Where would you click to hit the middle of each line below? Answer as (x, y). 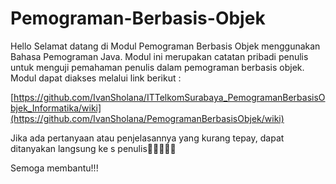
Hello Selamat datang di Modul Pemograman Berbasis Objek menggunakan (165, 46)
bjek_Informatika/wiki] (56, 108)
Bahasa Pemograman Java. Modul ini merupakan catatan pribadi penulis (159, 56)
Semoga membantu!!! (54, 168)
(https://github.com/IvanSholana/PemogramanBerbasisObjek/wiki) (147, 118)
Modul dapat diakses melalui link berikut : (96, 78)
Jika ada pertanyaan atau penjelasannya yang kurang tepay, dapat (147, 138)
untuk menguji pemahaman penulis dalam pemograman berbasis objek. (157, 67)
